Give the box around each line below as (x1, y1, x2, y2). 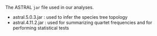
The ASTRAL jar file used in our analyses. (5, 5, 94, 10)
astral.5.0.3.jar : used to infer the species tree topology (12, 14, 128, 20)
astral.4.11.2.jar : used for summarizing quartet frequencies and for (12, 20, 152, 25)
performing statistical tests (12, 25, 69, 31)
